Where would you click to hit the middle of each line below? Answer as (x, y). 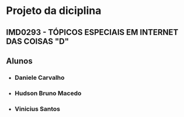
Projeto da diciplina (54, 11)
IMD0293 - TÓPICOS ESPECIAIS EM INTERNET (92, 32)
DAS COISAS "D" (37, 41)
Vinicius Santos (37, 109)
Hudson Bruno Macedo (48, 93)
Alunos (20, 61)
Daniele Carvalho (39, 77)
